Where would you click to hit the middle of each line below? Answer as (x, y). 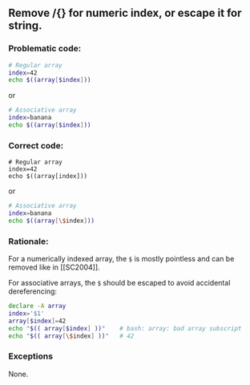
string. (25, 26)
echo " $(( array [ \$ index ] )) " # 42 (71, 336)
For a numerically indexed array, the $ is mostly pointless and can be (121, 259)
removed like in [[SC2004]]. (54, 267)
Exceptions (31, 356)
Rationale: (28, 241)
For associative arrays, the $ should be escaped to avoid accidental (119, 283)
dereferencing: (33, 291)
